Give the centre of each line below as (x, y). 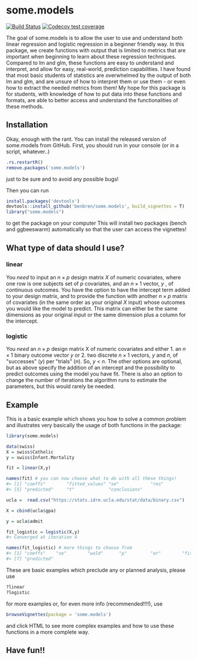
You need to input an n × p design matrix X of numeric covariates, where (94, 277)
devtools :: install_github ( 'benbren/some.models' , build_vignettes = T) (95, 207)
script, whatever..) (28, 151)
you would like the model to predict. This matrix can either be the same (92, 308)
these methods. (25, 106)
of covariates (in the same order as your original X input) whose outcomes (96, 302)
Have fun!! (26, 650)
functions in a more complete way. (48, 632)
